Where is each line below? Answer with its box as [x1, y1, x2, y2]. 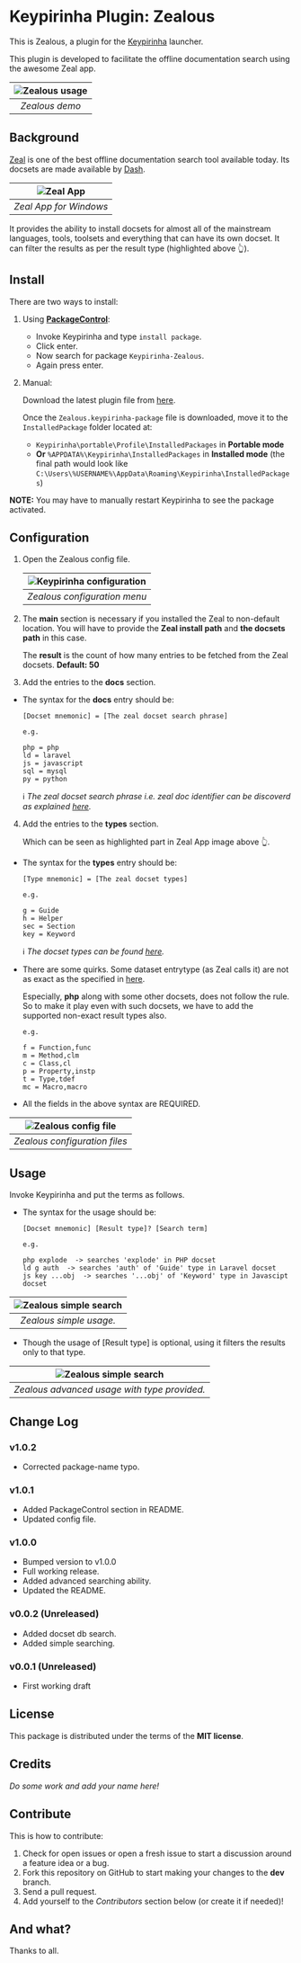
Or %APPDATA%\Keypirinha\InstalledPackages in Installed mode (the [35, 448, 286, 460]
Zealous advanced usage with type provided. [13, 1383, 206, 1396]
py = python [22, 775, 67, 784]
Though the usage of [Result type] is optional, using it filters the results [22, 1337, 286, 1348]
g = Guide [22, 906, 60, 915]
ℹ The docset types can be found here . [22, 946, 164, 957]
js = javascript [22, 759, 84, 768]
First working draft [22, 1681, 92, 1691]
